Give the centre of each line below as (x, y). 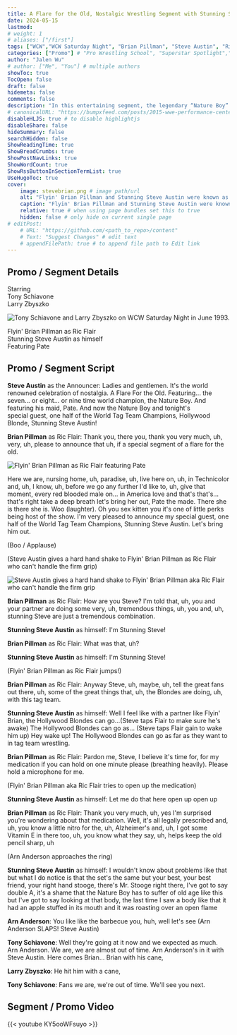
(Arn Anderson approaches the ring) (60, 856)
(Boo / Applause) (32, 545)
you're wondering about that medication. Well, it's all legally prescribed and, (118, 820)
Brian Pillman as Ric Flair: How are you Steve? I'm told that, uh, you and (111, 601)
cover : (17, 184)
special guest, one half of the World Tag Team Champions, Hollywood (109, 415)
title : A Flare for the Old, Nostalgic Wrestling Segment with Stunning (116, 14)
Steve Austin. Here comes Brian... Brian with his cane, (85, 957)
